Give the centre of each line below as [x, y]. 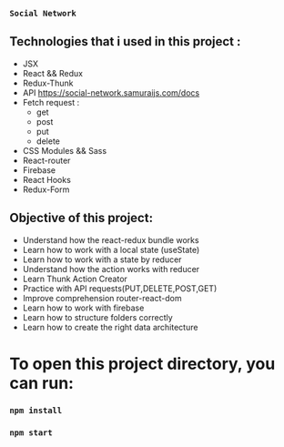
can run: [42, 383]
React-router [46, 160]
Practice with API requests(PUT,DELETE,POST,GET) [120, 288]
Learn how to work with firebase [83, 308]
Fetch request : [51, 102]
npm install [36, 410]
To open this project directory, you [142, 364]
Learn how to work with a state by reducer [102, 259]
